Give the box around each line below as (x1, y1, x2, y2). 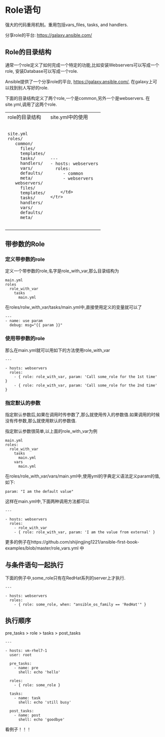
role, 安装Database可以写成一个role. (5, 68, 78, 74)
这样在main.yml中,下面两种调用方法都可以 (5, 498, 90, 505)
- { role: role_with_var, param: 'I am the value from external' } (14, 530, 155, 535)
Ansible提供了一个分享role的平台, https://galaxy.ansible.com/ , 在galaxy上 (5, 78, 153, 84)
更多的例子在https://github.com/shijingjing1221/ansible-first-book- (5, 539, 139, 545)
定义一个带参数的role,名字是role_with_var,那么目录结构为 (5, 268, 119, 274)
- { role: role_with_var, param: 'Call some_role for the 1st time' (14, 374, 158, 379)
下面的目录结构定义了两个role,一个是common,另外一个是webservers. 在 (5, 95, 150, 101)
